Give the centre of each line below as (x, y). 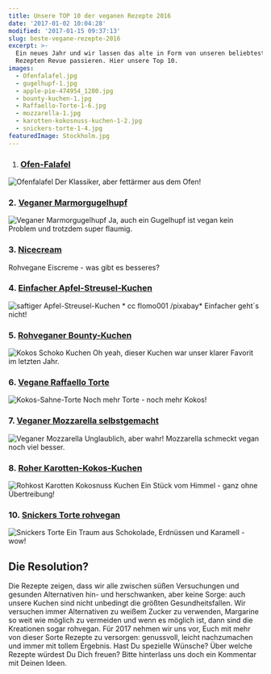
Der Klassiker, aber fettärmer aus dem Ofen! (128, 182)
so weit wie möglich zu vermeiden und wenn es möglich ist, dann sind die (131, 620)
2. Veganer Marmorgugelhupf (68, 203)
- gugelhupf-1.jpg (47, 83)
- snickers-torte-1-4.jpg (59, 128)
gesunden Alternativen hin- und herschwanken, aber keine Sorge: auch (127, 595)
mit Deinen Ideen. (38, 664)
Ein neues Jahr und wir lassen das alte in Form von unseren (121, 53)
